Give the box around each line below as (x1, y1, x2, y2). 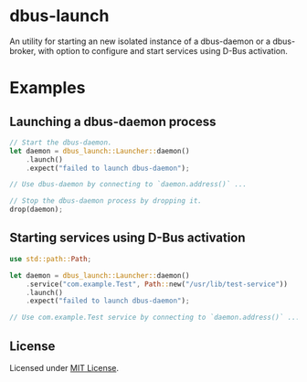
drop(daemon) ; (9, 205, 64, 215)
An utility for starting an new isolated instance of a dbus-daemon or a (9, 36, 271, 47)
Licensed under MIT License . (9, 362, 120, 373)
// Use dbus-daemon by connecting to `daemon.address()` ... (9, 180, 248, 189)
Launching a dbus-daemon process (9, 113, 217, 129)
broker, (9, 45, 37, 56)
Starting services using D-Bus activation (9, 230, 246, 246)
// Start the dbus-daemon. (9, 138, 112, 147)
